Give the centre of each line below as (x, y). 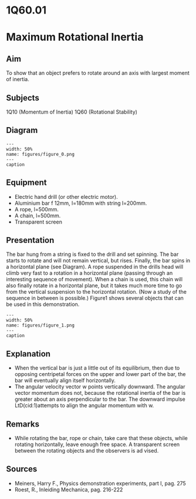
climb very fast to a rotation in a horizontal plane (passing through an (89, 273)
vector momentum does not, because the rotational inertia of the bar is (100, 393)
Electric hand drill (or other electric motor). (66, 197)
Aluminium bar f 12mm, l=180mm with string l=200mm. (81, 203)
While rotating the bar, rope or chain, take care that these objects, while (101, 438)
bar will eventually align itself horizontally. (65, 381)
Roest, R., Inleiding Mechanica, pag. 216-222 (69, 490)
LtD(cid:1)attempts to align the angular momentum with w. (84, 405)
